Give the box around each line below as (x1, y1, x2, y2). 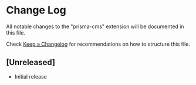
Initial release (14, 73, 47, 80)
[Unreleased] (6, 57, 56, 67)
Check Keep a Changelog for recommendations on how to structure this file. (6, 40, 191, 47)
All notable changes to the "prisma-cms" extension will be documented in (6, 23, 184, 30)
